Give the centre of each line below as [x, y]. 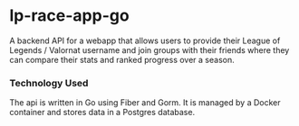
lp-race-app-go [69, 16]
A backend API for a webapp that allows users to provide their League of [145, 40]
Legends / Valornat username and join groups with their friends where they [149, 49]
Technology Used [49, 83]
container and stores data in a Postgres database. [102, 112]
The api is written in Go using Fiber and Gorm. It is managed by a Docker [145, 103]
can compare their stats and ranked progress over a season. [122, 59]
